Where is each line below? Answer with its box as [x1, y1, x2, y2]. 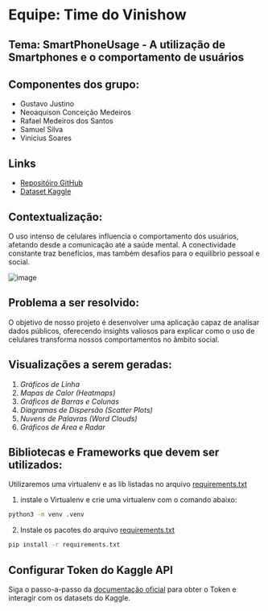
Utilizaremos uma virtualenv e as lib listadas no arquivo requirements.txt [8, 480, 248, 489]
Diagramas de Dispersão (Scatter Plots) [19, 405, 153, 414]
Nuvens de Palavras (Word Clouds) [19, 414, 138, 423]
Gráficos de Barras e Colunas [19, 397, 119, 406]
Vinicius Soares [19, 133, 72, 143]
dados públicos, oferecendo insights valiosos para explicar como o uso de [8, 326, 255, 335]
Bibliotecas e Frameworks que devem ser [8, 446, 220, 459]
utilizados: [8, 458, 63, 472]
